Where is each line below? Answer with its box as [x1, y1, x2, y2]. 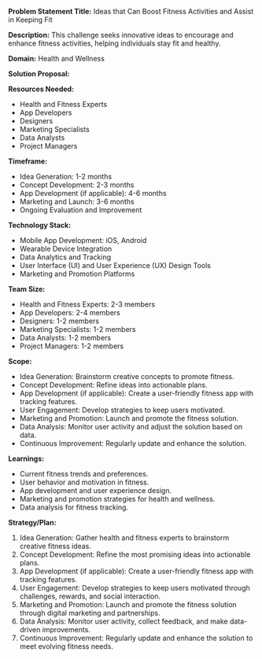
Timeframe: [8, 156, 48, 166]
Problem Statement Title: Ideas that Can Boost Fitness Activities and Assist [8, 7, 254, 16]
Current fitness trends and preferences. [19, 469, 149, 478]
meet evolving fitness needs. [19, 642, 114, 651]
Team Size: [8, 285, 46, 293]
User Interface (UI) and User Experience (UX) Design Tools [19, 261, 211, 270]
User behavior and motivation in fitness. [19, 477, 149, 487]
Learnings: [8, 454, 45, 463]
